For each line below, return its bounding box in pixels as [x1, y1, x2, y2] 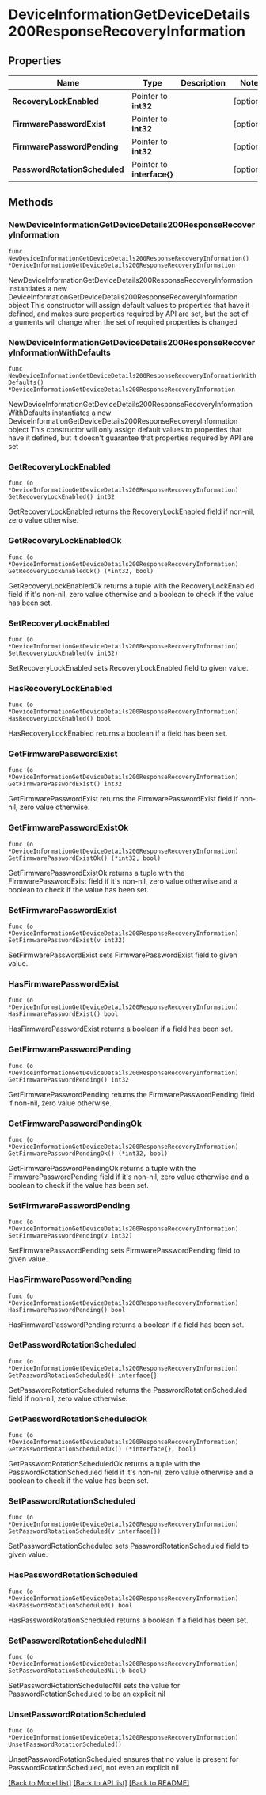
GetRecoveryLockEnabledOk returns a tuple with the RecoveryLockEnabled [8, 580, 255, 591]
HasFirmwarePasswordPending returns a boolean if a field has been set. [8, 1320, 245, 1329]
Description [180, 78, 226, 88]
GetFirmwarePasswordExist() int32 [8, 780, 123, 789]
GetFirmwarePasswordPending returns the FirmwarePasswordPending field [8, 1090, 255, 1099]
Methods [8, 196, 54, 209]
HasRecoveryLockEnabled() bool [8, 715, 112, 723]
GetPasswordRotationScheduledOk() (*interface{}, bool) [8, 1445, 196, 1454]
